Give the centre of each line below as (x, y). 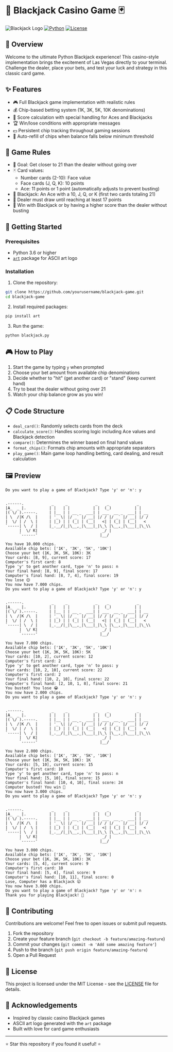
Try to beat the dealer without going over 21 (59, 389)
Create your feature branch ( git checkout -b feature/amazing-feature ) (89, 939)
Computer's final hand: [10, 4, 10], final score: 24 (64, 783)
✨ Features (23, 89)
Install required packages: (40, 307)
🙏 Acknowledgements (41, 1005)
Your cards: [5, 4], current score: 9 (47, 864)
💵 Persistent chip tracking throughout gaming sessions (71, 130)
